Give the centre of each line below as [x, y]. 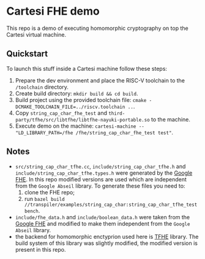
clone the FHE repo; [50, 192]
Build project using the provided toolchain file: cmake [81, 100]
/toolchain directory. [42, 87]
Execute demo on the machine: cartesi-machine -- [80, 126]
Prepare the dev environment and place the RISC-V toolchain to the [100, 80]
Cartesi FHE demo [53, 11]
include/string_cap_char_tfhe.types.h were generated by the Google [104, 173]
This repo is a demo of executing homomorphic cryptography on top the [97, 28]
